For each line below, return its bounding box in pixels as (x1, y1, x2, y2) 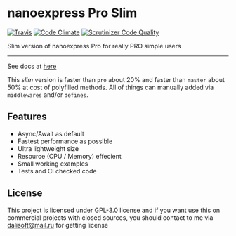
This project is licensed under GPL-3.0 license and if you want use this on (7, 206, 220, 214)
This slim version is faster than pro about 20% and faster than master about (7, 75, 225, 84)
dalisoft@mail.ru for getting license (7, 221, 109, 229)
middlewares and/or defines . (7, 90, 89, 99)
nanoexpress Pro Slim (7, 5, 138, 21)
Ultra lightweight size (17, 144, 79, 152)
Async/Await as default (17, 129, 84, 138)
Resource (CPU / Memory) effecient (17, 152, 122, 160)
